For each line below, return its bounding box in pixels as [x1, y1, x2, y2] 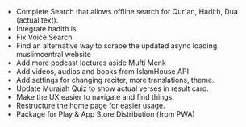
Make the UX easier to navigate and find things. [15, 92, 175, 101]
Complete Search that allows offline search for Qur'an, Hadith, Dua [15, 7, 238, 16]
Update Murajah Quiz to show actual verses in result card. [15, 84, 210, 93]
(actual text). [15, 15, 59, 25]
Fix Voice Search [15, 32, 73, 42]
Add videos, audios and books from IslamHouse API [15, 67, 190, 76]
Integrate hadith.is [15, 24, 77, 33]
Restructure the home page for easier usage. [15, 100, 165, 110]
